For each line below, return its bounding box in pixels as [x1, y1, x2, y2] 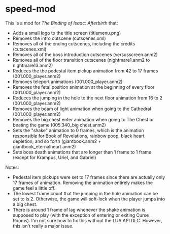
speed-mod [5, 3, 56, 15]
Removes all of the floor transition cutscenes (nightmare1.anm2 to [12, 57, 150, 63]
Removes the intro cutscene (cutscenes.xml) [12, 35, 106, 41]
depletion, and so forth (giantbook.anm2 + [12, 138, 101, 144]
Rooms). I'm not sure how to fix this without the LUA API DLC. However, [12, 217, 162, 223]
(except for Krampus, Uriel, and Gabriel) [12, 154, 96, 161]
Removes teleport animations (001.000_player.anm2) [12, 79, 123, 85]
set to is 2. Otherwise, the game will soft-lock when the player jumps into [12, 196, 165, 202]
